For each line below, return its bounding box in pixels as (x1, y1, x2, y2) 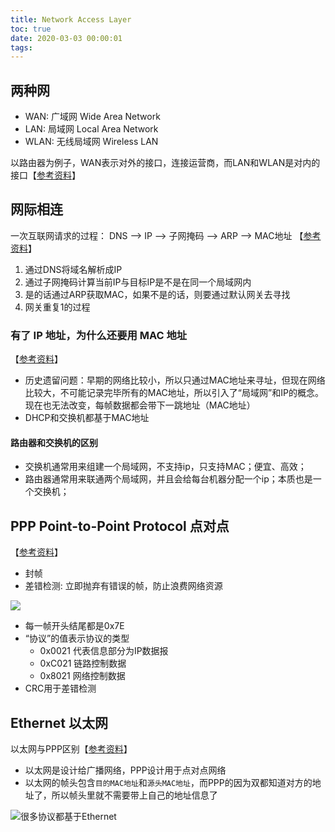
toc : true (10, 24, 52, 34)
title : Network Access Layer (10, 14, 132, 25)
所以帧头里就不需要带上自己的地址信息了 (51, 789, 218, 801)
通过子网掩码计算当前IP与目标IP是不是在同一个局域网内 (24, 276, 252, 288)
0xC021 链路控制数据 (39, 657, 127, 670)
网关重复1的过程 (24, 301, 91, 313)
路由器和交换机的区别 (10, 436, 98, 448)
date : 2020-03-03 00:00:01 (10, 33, 123, 43)
